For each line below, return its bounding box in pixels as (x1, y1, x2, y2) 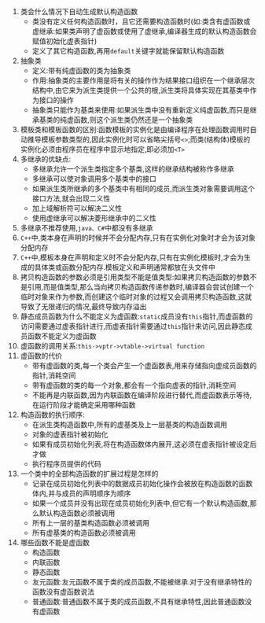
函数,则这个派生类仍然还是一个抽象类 (73, 115, 193, 124)
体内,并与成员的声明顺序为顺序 (31, 488, 131, 498)
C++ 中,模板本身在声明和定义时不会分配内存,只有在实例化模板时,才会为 (20, 253, 245, 262)
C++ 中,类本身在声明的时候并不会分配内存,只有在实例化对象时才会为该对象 (20, 233, 256, 242)
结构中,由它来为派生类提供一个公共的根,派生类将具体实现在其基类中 (31, 86, 250, 94)
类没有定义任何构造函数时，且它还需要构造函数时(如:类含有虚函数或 (31, 17, 251, 26)
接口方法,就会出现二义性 (31, 194, 111, 203)
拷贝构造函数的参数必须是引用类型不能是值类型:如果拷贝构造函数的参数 (20, 272, 250, 282)
